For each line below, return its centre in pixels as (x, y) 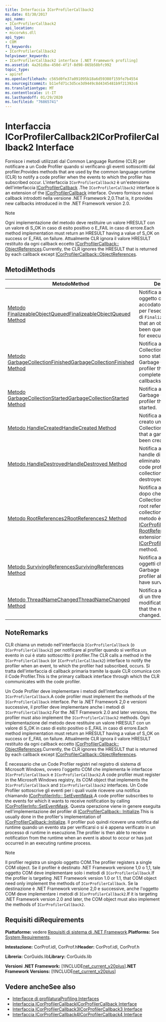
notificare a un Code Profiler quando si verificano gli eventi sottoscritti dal (80, 167)
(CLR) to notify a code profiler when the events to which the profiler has (78, 177)
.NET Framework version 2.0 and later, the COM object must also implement (83, 899)
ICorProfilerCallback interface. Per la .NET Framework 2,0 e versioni (76, 702)
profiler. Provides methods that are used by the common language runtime (80, 172)
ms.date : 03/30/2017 (26, 14)
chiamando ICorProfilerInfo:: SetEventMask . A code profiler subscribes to (79, 795)
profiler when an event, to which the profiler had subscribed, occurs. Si (78, 665)
